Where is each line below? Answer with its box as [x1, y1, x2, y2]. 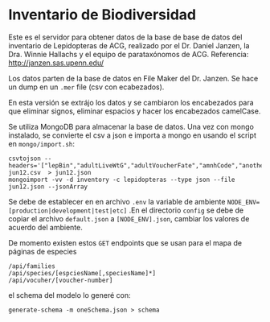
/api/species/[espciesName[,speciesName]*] [8, 269, 157, 277]
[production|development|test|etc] [8, 207, 128, 215]
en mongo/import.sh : [8, 138, 75, 148]
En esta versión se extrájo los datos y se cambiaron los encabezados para [8, 97, 255, 107]
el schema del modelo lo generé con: [8, 290, 131, 299]
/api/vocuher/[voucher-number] [8, 276, 113, 284]
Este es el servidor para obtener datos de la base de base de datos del [8, 32, 243, 42]
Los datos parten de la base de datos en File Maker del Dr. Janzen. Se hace [8, 73, 259, 83]
